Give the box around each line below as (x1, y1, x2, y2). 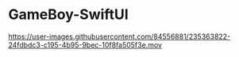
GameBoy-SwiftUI (8, 6, 129, 24)
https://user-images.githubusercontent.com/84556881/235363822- (8, 32, 231, 41)
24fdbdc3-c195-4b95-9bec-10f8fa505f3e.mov (8, 40, 163, 49)
